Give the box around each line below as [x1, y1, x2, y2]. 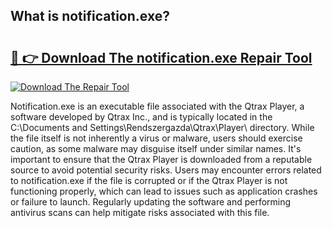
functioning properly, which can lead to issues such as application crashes [10, 185, 318, 197]
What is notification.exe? [10, 8, 170, 25]
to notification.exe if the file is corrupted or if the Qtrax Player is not [10, 175, 288, 186]
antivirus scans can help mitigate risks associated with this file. [10, 207, 270, 218]
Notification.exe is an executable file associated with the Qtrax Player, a [10, 100, 305, 112]
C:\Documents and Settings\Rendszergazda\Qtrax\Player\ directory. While [10, 122, 315, 133]
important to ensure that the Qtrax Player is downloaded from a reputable [10, 154, 313, 165]
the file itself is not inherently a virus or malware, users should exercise [10, 132, 303, 144]
